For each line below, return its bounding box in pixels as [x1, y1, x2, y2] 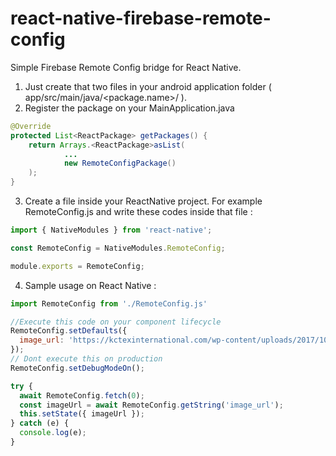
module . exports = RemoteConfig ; [10, 261, 145, 271]
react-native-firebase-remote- [10, 7, 272, 30]
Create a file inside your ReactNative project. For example [24, 195, 263, 207]
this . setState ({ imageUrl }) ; [19, 409, 145, 419]
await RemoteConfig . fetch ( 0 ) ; [19, 390, 145, 401]
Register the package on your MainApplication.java [24, 102, 235, 114]
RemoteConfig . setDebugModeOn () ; [10, 363, 145, 373]
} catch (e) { [10, 418, 70, 429]
